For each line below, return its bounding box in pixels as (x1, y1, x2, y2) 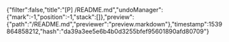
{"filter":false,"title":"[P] (6, 6, 74, 14)
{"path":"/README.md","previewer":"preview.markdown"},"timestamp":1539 (6, 20, 223, 28)
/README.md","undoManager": (74, 6, 163, 14)
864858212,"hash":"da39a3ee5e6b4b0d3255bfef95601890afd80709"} (6, 27, 210, 35)
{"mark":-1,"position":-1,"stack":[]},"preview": (6, 13, 135, 21)
